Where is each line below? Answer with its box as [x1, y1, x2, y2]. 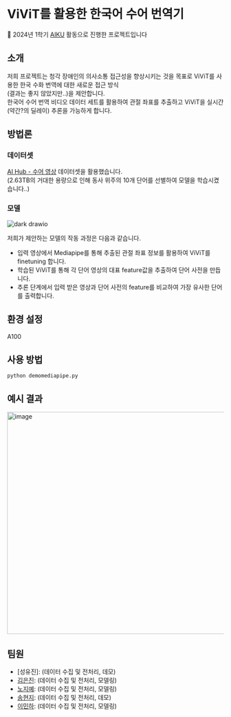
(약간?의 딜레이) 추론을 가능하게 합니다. [7, 106, 112, 114]
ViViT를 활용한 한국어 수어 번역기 [7, 6, 184, 22]
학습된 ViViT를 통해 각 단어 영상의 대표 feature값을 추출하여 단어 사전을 [16, 265, 208, 274]
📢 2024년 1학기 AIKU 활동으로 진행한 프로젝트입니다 [7, 30, 148, 38]
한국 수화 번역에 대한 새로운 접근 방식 [19, 80, 119, 89]
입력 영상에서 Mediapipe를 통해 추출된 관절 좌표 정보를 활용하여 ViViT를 [16, 248, 211, 256]
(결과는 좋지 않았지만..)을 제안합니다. [7, 89, 105, 97]
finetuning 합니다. [16, 257, 67, 265]
